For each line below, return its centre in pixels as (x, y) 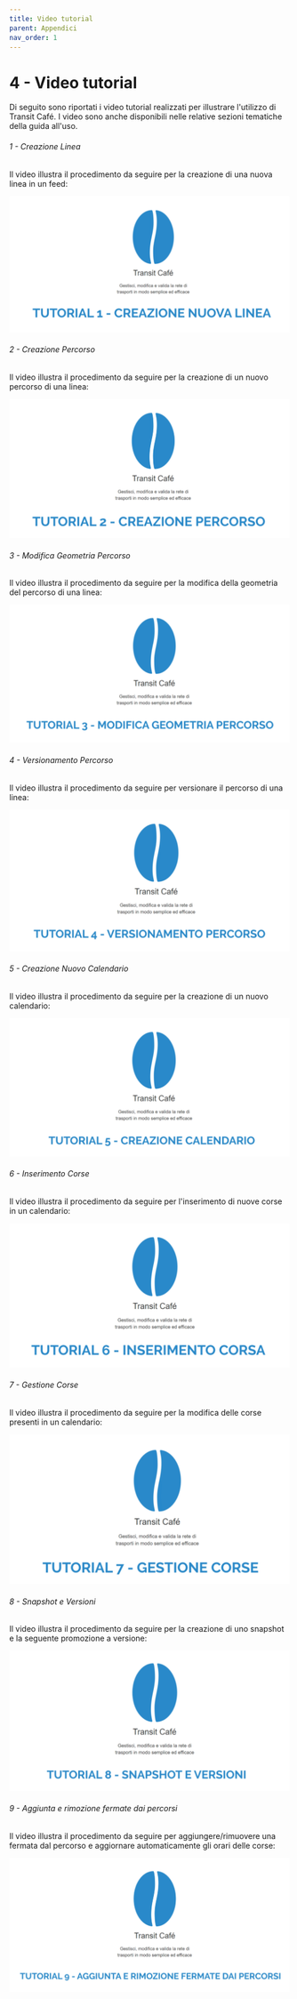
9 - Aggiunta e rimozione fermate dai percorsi (93, 1809)
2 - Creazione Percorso (52, 349)
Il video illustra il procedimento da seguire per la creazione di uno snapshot (147, 1629)
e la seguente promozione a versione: (78, 1638)
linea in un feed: (39, 183)
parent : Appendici (43, 28)
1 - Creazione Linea (45, 146)
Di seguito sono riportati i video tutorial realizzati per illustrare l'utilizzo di (143, 108)
